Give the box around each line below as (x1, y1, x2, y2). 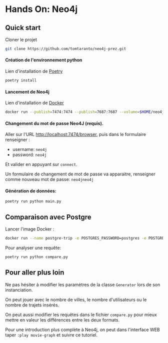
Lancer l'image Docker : (5, 226, 54, 232)
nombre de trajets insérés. (5, 301, 59, 308)
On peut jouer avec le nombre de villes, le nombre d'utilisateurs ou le (5, 296, 147, 302)
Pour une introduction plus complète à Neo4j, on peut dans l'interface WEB (5, 326, 160, 332)
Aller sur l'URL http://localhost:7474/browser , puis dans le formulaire (5, 131, 146, 137)
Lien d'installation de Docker (5, 100, 64, 106)
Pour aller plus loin (5, 268, 64, 277)
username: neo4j (12, 146, 47, 152)
